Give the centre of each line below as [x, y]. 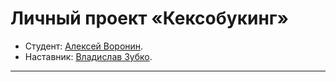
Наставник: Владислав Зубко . [88, 56]
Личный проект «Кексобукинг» [149, 18]
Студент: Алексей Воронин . [84, 46]
